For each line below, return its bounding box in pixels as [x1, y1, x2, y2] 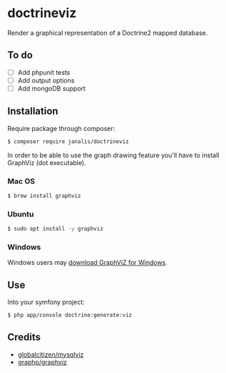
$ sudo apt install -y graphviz [7, 226, 103, 233]
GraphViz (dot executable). [7, 158, 87, 167]
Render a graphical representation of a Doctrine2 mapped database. [7, 28, 208, 37]
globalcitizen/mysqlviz [17, 350, 84, 359]
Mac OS [7, 176, 36, 186]
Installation [7, 105, 58, 117]
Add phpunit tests [17, 68, 71, 76]
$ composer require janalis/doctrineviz [7, 137, 130, 145]
